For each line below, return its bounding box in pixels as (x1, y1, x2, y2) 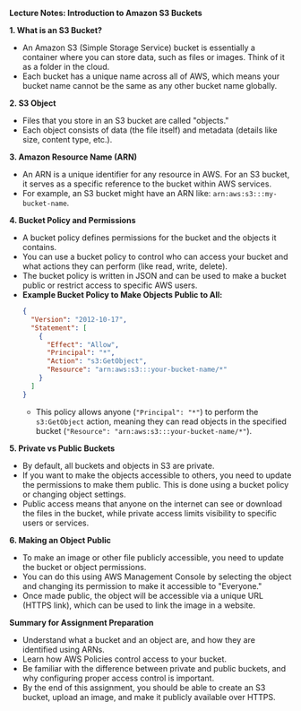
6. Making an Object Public (9, 534, 112, 545)
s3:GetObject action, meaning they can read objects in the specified (35, 416, 287, 427)
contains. (21, 242, 57, 252)
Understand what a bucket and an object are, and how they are (21, 634, 255, 645)
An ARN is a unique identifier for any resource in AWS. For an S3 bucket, (21, 169, 290, 179)
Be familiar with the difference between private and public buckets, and (21, 663, 287, 673)
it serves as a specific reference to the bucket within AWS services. (21, 178, 271, 189)
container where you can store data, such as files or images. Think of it (21, 52, 285, 62)
